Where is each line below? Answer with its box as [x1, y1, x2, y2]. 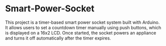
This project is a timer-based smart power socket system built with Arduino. [5, 19, 160, 25]
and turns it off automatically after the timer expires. [5, 35, 111, 41]
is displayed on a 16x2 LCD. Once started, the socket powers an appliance [5, 30, 157, 36]
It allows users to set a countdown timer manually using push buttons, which [5, 24, 162, 30]
